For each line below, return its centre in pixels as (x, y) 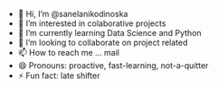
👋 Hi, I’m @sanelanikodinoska (73, 14)
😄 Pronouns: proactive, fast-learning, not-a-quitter (113, 66)
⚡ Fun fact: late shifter (59, 75)
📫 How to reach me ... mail (69, 53)
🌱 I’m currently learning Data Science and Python (109, 33)
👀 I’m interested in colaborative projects (92, 23)
